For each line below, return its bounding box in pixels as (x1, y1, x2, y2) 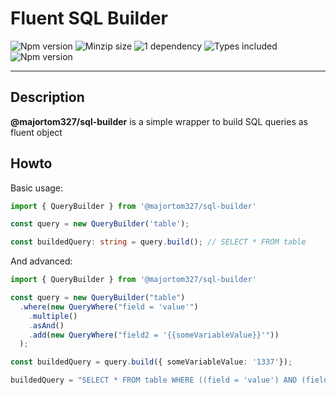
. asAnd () (28, 320, 65, 331)
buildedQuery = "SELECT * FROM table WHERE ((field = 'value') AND (10, 375, 298, 386)
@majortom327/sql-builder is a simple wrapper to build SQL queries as (10, 115, 308, 127)
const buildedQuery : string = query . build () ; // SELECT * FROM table (10, 237, 307, 247)
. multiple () (28, 311, 78, 321)
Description (10, 89, 85, 106)
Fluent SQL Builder (10, 7, 168, 30)
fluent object (10, 126, 63, 138)
